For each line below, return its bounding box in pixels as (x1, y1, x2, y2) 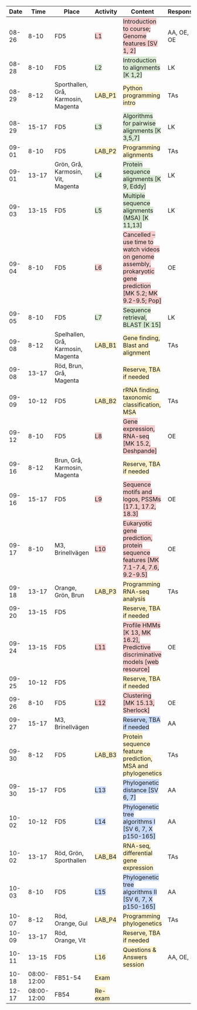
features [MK (123, 556, 159, 564)
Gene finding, (123, 334, 160, 342)
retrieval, (123, 314, 148, 321)
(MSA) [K (123, 214, 149, 222)
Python (123, 84, 143, 92)
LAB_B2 (94, 397, 117, 405)
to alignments (123, 64, 161, 72)
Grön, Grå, (55, 161, 83, 168)
